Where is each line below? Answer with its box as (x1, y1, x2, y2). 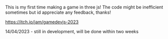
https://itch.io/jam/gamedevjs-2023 (5, 19, 79, 25)
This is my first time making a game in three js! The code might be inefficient (5, 4, 163, 10)
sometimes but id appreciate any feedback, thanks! (5, 9, 111, 15)
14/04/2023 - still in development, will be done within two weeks (5, 29, 139, 34)
